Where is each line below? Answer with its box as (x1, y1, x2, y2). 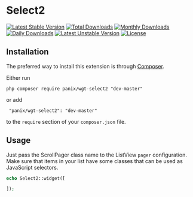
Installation (6, 47, 49, 57)
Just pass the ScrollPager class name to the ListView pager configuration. (6, 151, 187, 158)
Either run (6, 74, 30, 81)
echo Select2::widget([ (6, 175, 66, 182)
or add (6, 96, 23, 103)
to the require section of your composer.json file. (6, 118, 127, 125)
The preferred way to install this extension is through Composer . (6, 62, 164, 70)
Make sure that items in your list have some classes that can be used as (6, 157, 183, 164)
